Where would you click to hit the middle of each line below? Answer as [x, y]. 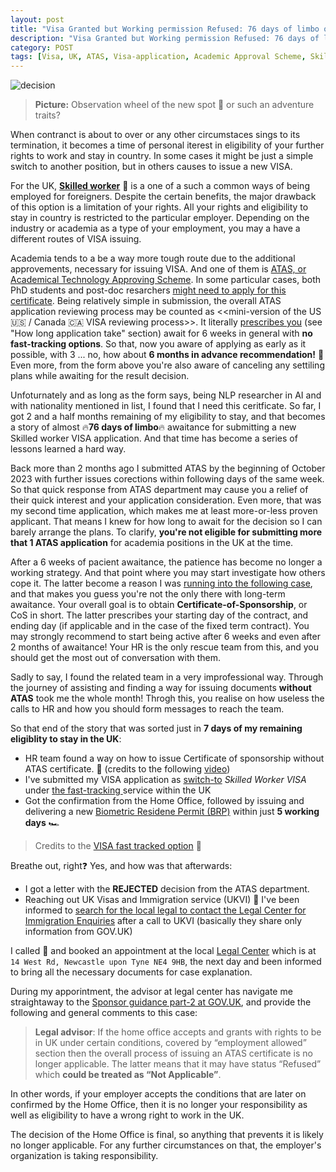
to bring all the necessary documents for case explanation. [131, 972]
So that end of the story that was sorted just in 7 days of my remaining [156, 728]
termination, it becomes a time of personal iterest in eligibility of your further [167, 145]
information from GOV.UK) [78, 932]
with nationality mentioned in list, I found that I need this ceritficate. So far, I [166, 406]
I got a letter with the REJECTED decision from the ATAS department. [167, 889]
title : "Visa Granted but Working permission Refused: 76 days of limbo [165, 29]
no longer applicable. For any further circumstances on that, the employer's [166, 1145]
